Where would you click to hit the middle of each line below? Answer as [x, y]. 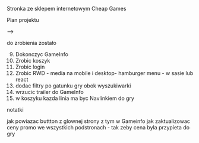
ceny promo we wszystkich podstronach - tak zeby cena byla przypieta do [98, 127]
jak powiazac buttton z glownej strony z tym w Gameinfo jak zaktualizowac [99, 121]
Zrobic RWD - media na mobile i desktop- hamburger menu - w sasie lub [104, 73]
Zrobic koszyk [33, 61]
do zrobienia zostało [32, 43]
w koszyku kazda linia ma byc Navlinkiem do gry [75, 98]
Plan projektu [23, 20]
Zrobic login [30, 67]
